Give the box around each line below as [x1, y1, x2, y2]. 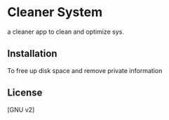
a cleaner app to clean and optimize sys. [7, 27, 125, 36]
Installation [7, 48, 58, 60]
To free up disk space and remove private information [7, 66, 163, 74]
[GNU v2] [7, 105, 35, 114]
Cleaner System [7, 4, 103, 20]
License [7, 87, 43, 99]
